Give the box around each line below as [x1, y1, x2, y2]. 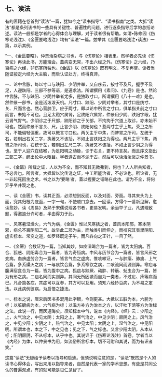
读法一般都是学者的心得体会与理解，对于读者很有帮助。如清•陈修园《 [13, 30, 151, 36]
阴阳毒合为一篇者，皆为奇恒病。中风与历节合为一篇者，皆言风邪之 [26, 249, 157, 255]
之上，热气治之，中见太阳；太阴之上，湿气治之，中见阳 [42, 320, 153, 326]
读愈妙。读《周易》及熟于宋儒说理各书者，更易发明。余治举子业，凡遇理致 [5, 205, 153, 211]
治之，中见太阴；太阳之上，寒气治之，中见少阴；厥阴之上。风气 [21, 314, 148, 320]
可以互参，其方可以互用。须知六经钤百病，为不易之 [47, 280, 148, 286]
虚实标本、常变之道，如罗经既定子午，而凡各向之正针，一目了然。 [5, 233, 136, 239]
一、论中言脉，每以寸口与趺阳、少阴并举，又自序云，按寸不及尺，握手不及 [5, 81, 153, 87]
